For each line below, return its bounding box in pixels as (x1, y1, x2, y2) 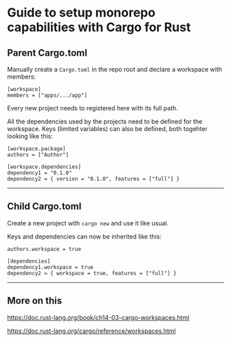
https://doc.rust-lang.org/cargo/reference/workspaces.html (7, 326, 177, 335)
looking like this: (7, 132, 53, 140)
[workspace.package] (7, 145, 67, 152)
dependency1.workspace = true (7, 263, 94, 270)
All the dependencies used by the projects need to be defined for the (7, 117, 203, 125)
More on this (7, 295, 63, 307)
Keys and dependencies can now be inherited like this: (7, 232, 162, 241)
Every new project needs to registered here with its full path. (7, 104, 179, 112)
